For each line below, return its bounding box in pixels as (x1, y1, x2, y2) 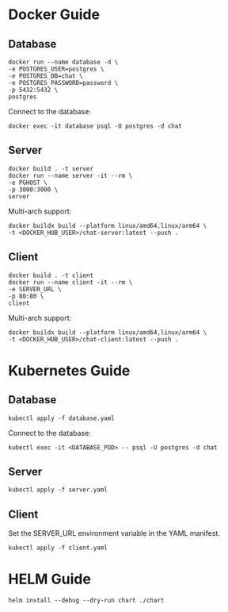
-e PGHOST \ (8, 179, 47, 187)
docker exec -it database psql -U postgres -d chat (8, 122, 182, 130)
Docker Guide (8, 6, 101, 24)
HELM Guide (8, 570, 91, 588)
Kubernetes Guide (8, 361, 131, 379)
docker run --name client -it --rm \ (8, 278, 133, 287)
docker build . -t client (8, 271, 93, 279)
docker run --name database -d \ (8, 58, 119, 66)
